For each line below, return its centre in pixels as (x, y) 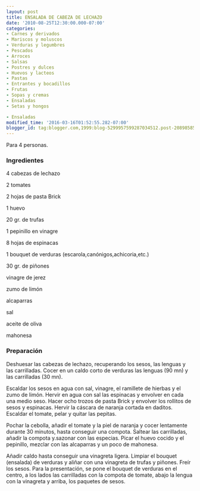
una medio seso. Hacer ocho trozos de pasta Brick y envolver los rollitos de (99, 401)
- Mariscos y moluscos (34, 39)
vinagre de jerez (26, 278)
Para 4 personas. (27, 145)
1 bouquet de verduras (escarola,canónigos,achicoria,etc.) (78, 254)
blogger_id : (21, 128)
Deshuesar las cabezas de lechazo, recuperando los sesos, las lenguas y (96, 364)
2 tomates (18, 185)
